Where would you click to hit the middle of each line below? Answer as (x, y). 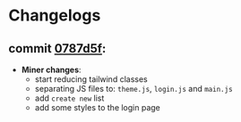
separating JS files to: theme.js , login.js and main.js (134, 89)
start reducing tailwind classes (91, 79)
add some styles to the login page (97, 107)
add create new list (69, 98)
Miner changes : (51, 69)
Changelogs (55, 16)
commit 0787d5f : (57, 49)
